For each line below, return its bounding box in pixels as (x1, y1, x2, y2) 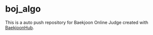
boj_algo (5, 3, 41, 15)
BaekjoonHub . (5, 24, 34, 30)
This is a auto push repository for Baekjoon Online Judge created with (5, 19, 149, 25)
